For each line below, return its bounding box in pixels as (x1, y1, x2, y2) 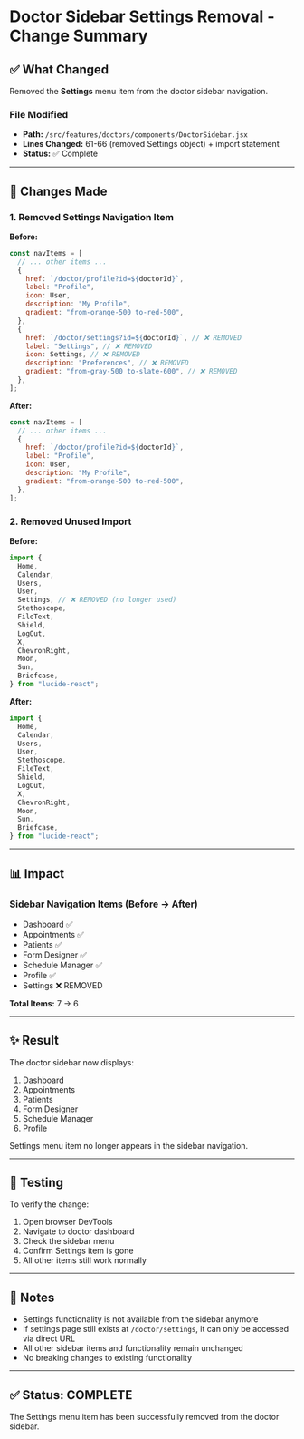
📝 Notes (9, 1289, 55, 1305)
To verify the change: (9, 1199, 89, 1210)
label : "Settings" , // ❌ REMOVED (25, 342, 153, 351)
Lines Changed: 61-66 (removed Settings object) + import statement (22, 139, 280, 150)
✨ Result (9, 1033, 59, 1048)
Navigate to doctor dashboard (22, 1226, 135, 1237)
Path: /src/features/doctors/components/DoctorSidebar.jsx (22, 129, 249, 140)
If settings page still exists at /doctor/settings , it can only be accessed (22, 1324, 290, 1335)
